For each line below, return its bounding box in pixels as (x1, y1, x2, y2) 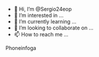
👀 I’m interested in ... (13, 12, 64, 19)
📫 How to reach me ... (13, 31, 69, 38)
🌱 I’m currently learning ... (13, 18, 77, 25)
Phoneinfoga (5, 45, 36, 51)
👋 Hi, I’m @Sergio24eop (13, 6, 72, 12)
